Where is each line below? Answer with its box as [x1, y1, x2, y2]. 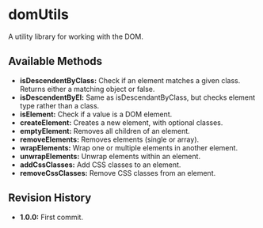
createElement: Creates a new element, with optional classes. [19, 117, 223, 127]
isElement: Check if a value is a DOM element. [19, 109, 173, 119]
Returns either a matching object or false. [19, 84, 155, 93]
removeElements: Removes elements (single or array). [19, 135, 200, 144]
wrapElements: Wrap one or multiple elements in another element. [19, 142, 238, 152]
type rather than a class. [19, 101, 100, 110]
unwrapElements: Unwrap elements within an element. [19, 151, 200, 161]
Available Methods [8, 55, 103, 68]
